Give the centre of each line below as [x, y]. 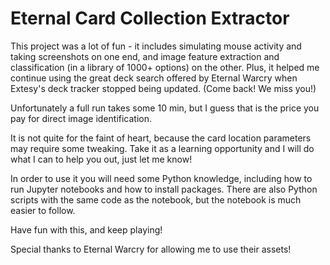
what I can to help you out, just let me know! [101, 159]
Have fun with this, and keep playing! [86, 229]
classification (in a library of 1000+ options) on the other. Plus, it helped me [165, 67]
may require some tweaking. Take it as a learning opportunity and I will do [162, 148]
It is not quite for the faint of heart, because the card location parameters [161, 138]
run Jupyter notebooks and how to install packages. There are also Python [164, 189]
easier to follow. [43, 210]
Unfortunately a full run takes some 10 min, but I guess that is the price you [165, 108]
